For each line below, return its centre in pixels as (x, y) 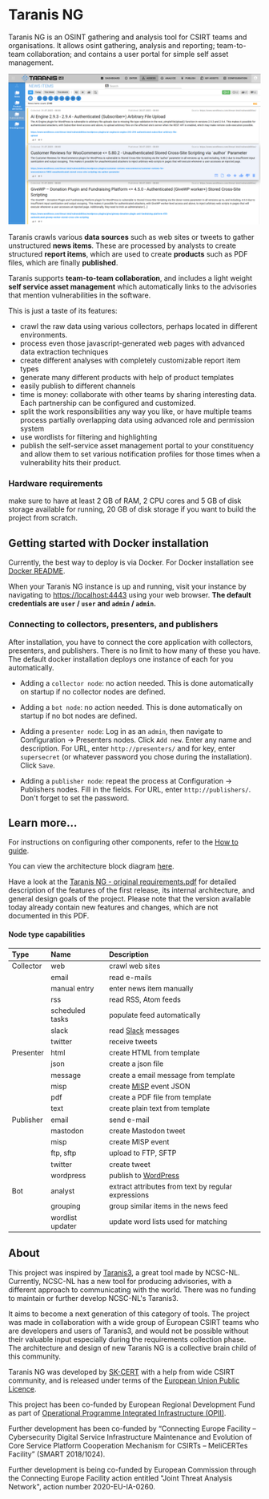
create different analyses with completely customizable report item (130, 361)
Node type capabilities (47, 934)
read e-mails (130, 977)
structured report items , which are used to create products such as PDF (128, 254)
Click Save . (38, 765)
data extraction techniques (64, 352)
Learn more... (43, 822)
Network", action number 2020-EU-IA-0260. (82, 1486)
